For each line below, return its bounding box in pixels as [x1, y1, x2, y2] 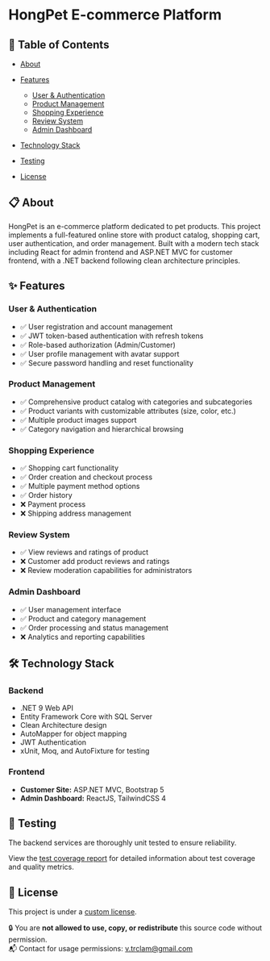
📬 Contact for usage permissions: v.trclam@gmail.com [8, 944, 193, 954]
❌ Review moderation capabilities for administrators [19, 566, 193, 575]
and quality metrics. [8, 862, 75, 872]
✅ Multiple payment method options [19, 482, 140, 491]
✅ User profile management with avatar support [19, 349, 180, 358]
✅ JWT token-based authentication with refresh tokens [19, 331, 204, 341]
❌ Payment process [19, 499, 86, 509]
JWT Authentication [19, 737, 87, 747]
